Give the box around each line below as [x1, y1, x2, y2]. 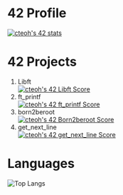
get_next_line [17, 123, 57, 131]
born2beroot [17, 107, 55, 116]
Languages [7, 156, 75, 172]
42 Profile [7, 5, 67, 21]
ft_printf [17, 92, 41, 101]
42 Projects [7, 54, 77, 70]
